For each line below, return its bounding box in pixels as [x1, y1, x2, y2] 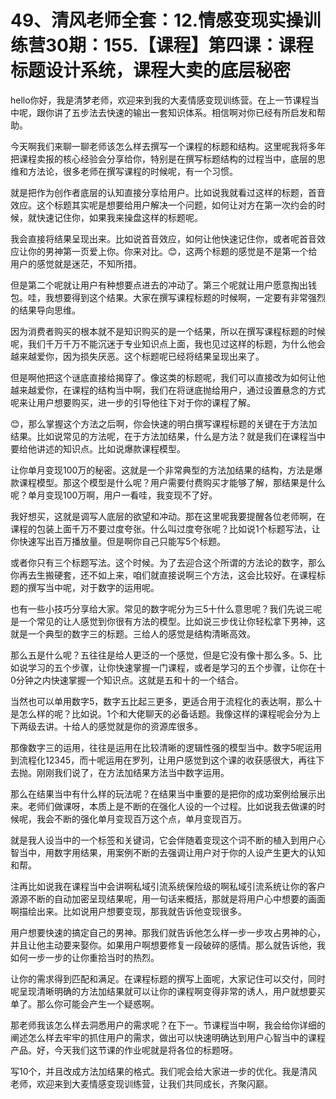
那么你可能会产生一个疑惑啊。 [36, 997, 160, 1010]
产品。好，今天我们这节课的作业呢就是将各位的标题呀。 [10, 1044, 238, 1056]
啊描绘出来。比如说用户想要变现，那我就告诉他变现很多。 [10, 905, 247, 917]
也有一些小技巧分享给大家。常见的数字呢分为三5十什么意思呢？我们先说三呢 [10, 602, 323, 615]
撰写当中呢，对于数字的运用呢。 [27, 581, 160, 593]
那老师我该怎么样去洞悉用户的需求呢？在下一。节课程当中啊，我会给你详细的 [10, 1019, 326, 1031]
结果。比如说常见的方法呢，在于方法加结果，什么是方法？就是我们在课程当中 [10, 430, 326, 442]
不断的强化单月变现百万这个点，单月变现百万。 [53, 812, 247, 825]
